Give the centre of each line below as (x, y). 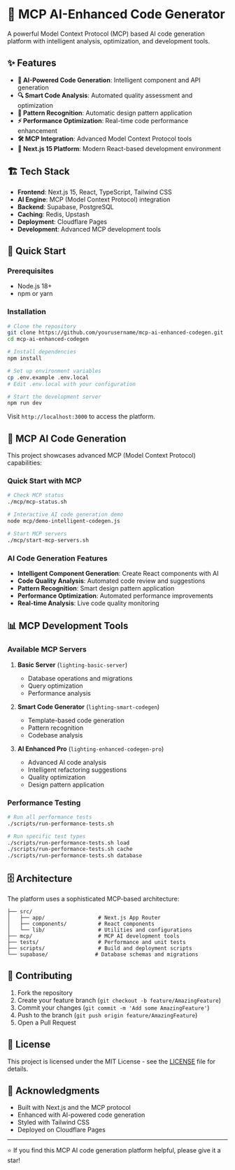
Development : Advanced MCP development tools (89, 229)
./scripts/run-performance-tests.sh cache (70, 850)
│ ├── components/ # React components (81, 924)
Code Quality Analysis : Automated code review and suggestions (111, 581)
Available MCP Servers (47, 649)
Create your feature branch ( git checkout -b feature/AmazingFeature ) (119, 1000)
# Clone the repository (42, 326)
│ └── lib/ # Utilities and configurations (100, 930)
